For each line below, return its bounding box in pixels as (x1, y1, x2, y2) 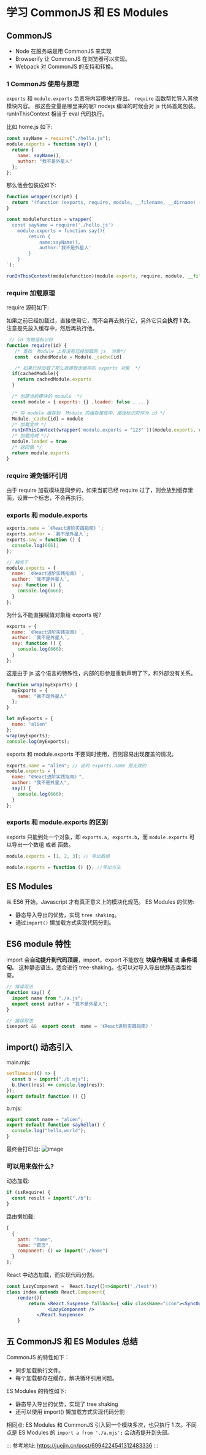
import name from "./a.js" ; (12, 995, 84, 1001)
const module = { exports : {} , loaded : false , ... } (12, 398, 150, 405)
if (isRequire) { (6, 1189, 51, 1196)
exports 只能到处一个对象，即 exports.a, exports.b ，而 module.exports (6, 833, 188, 840)
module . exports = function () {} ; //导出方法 (6, 864, 121, 871)
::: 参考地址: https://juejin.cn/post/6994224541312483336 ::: (6, 1442, 159, 1449)
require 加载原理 (6, 289, 55, 297)
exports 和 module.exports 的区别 (6, 818, 109, 826)
